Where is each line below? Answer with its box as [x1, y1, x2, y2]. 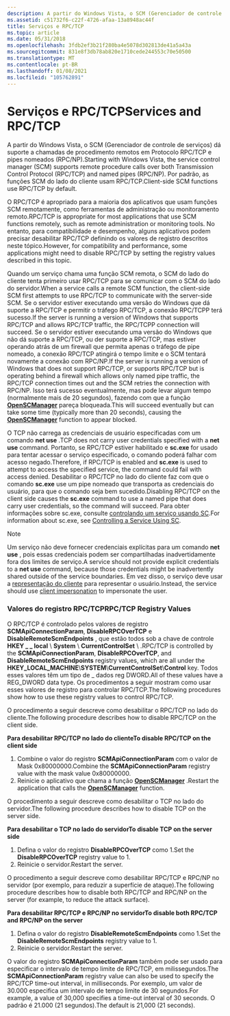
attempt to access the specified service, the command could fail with [7, 465, 202, 474]
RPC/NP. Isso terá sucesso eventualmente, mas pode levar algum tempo [7, 386, 212, 395]
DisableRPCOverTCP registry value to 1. [16, 853, 131, 861]
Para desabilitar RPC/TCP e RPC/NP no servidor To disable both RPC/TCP [7, 908, 218, 917]
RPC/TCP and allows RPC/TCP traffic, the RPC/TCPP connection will [7, 321, 200, 329]
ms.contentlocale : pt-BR [7, 61, 78, 68]
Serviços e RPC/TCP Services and [7, 104, 202, 119]
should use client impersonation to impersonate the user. [7, 587, 168, 595]
